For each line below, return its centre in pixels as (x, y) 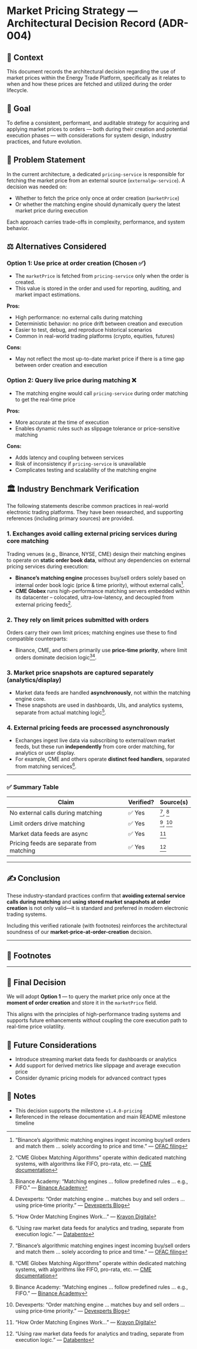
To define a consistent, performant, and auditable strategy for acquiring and (98, 123)
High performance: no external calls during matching (79, 318)
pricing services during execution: (48, 566)
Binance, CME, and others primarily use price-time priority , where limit (101, 650)
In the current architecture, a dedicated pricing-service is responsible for (96, 174)
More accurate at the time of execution (62, 422)
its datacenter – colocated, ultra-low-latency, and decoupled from (94, 598)
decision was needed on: (37, 187)
